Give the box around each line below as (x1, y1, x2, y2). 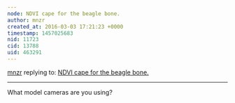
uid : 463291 (7, 49, 42, 56)
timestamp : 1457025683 (7, 29, 73, 37)
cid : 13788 (7, 42, 39, 49)
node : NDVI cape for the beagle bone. (7, 10, 120, 17)
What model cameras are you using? (7, 88, 113, 96)
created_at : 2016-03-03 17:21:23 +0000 (7, 23, 124, 30)
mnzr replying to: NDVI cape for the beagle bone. (7, 68, 149, 77)
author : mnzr (7, 17, 45, 24)
